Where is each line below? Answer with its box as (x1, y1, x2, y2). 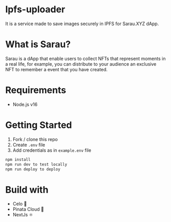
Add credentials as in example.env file (12, 147, 91, 153)
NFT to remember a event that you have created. (5, 66, 108, 72)
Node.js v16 (12, 101, 38, 107)
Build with (5, 184, 48, 195)
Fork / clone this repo (12, 136, 58, 142)
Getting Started (5, 119, 72, 131)
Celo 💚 (12, 201, 27, 207)
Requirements (5, 85, 66, 96)
